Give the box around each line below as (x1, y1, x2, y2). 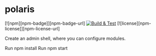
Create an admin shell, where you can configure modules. (5, 35, 126, 41)
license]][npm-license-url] (5, 25, 60, 31)
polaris (5, 4, 35, 15)
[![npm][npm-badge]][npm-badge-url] (5, 20, 85, 26)
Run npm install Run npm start (5, 45, 68, 51)
